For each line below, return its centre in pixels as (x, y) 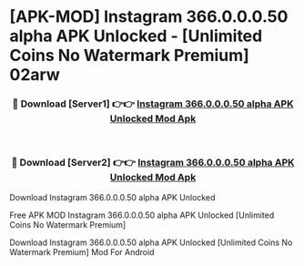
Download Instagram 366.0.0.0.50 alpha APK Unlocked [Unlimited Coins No (151, 242)
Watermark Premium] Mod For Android (82, 251)
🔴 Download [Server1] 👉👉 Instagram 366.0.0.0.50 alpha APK (153, 104)
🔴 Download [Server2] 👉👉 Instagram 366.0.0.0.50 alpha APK (153, 163)
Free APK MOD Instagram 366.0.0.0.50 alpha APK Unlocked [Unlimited (142, 215)
